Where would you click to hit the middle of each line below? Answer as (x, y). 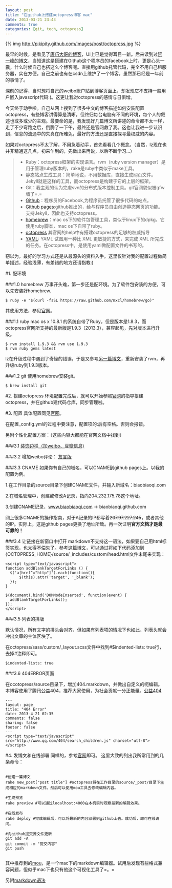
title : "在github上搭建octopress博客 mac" (49, 15)
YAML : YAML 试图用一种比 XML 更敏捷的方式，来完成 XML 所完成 (94, 239)
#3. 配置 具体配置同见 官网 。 (35, 413)
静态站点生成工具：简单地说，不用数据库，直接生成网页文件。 (91, 175)
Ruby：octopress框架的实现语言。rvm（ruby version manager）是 (95, 162)
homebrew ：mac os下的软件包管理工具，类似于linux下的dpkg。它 (95, 220)
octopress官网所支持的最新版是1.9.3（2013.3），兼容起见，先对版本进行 (80, 328)
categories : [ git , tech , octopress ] (44, 29)
